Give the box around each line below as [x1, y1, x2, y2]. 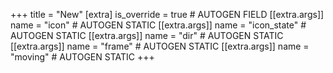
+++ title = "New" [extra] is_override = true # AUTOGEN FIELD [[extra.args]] [10, 9, 325, 20]
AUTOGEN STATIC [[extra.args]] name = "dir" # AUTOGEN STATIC [10, 30, 284, 41]
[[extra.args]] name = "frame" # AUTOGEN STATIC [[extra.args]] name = [10, 40, 310, 52]
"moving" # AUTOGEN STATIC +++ [10, 51, 155, 63]
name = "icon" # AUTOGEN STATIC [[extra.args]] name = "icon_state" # [10, 19, 307, 31]
